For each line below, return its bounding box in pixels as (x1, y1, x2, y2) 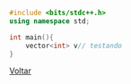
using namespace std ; (9, 16, 91, 26)
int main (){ (9, 32, 54, 42)
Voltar (9, 65, 31, 76)
